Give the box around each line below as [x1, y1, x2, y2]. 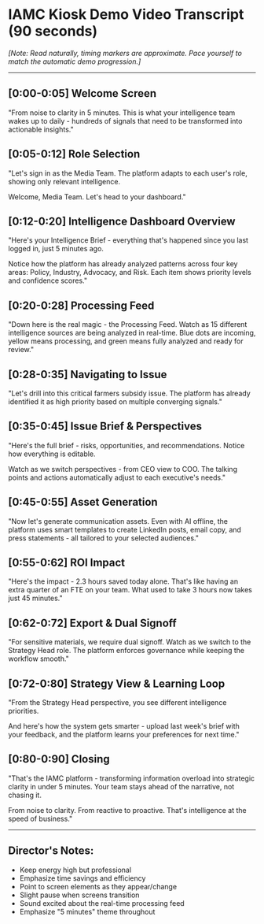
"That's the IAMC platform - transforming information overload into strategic [8, 774, 255, 783]
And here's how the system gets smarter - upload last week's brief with [8, 722, 240, 731]
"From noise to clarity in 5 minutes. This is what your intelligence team [8, 108, 236, 117]
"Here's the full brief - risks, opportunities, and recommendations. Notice [8, 440, 245, 450]
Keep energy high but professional [19, 865, 132, 874]
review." [8, 345, 34, 354]
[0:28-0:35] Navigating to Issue [8, 368, 167, 381]
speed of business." [8, 814, 73, 823]
